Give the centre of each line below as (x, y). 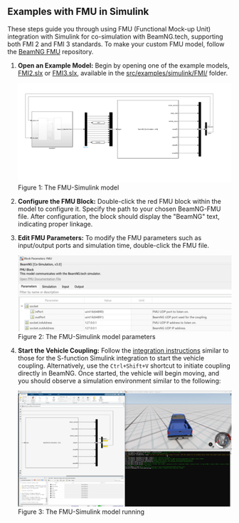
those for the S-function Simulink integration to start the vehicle (111, 358)
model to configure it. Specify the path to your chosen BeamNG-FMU (119, 209)
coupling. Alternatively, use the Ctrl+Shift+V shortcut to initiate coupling (124, 366)
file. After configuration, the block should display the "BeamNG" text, (119, 217)
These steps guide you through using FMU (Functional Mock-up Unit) (109, 29)
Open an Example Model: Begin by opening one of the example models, (123, 65)
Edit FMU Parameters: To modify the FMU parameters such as (110, 238)
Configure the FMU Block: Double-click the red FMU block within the (119, 202)
